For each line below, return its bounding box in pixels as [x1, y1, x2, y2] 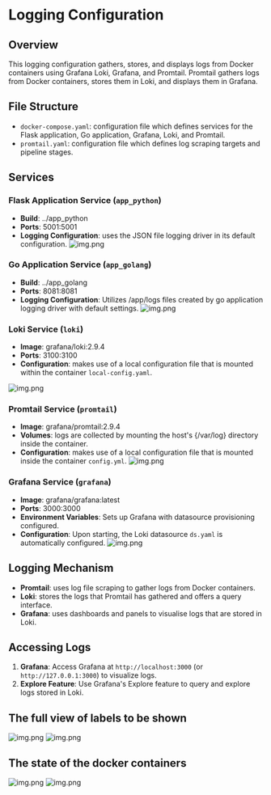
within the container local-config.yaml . [19, 368, 153, 378]
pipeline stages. [19, 147, 74, 157]
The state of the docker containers [8, 756, 187, 770]
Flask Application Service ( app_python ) [8, 195, 162, 206]
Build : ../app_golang [19, 277, 87, 287]
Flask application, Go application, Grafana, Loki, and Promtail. [19, 129, 226, 139]
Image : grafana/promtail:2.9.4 [19, 422, 121, 432]
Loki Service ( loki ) [8, 323, 83, 335]
